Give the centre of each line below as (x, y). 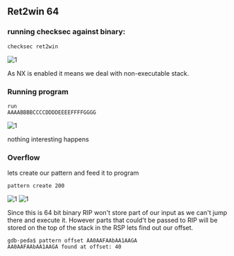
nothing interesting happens (48, 139)
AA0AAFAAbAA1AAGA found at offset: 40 (64, 247)
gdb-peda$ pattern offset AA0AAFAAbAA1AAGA (72, 241)
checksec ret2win (33, 46)
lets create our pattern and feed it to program (73, 173)
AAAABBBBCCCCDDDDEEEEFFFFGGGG (52, 112)
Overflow (24, 157)
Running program (38, 91)
